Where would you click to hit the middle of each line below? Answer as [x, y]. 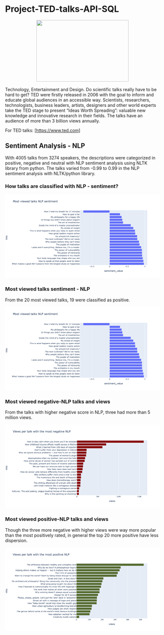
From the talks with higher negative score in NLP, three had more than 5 [78, 413]
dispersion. [16, 540]
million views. [19, 417]
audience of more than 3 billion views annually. [53, 121]
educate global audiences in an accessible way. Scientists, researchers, [78, 100]
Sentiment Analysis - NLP [45, 146]
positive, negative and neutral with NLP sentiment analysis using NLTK [76, 163]
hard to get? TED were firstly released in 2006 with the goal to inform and [80, 95]
